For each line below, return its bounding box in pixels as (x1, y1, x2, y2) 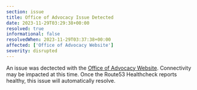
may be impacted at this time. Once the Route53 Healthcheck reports (6, 70, 177, 78)
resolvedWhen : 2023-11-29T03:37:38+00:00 (6, 37, 111, 43)
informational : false (6, 31, 60, 37)
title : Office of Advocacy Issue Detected (6, 14, 114, 20)
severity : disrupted (6, 48, 58, 54)
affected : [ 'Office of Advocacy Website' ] (6, 43, 114, 49)
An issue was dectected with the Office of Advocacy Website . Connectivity (6, 64, 192, 71)
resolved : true (6, 25, 44, 32)
